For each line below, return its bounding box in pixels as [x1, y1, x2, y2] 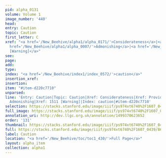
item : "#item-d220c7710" [5, 85, 56, 91]
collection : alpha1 [5, 146, 45, 151]
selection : [5, 104, 28, 109]
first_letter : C [5, 35, 39, 40]
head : [5, 21, 16, 26]
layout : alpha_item [5, 141, 45, 146]
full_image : [5, 108, 30, 114]
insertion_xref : [5, 76, 39, 81]
